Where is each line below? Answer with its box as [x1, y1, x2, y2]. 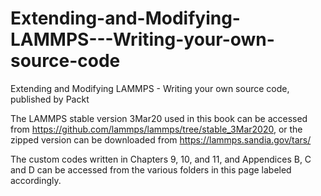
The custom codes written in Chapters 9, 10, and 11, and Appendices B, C [10, 153, 312, 165]
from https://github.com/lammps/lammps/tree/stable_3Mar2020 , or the [10, 123, 303, 135]
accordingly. [10, 174, 62, 186]
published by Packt [10, 93, 90, 105]
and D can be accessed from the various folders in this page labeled [10, 163, 292, 176]
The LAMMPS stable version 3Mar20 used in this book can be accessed [10, 112, 308, 124]
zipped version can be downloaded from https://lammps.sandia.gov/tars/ [10, 133, 312, 146]
